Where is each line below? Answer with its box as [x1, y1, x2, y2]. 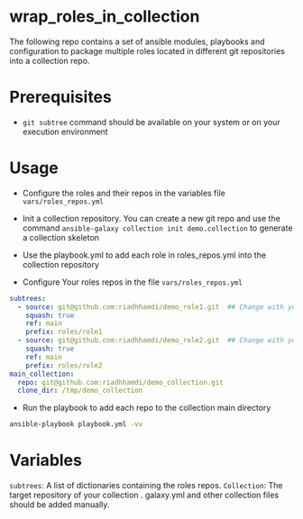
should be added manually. [9, 499, 110, 510]
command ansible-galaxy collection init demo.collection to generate [22, 223, 293, 233]
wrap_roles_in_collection [9, 6, 200, 27]
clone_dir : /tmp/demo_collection [17, 386, 143, 396]
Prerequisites [9, 87, 113, 107]
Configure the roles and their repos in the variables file [22, 187, 225, 198]
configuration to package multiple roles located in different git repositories [9, 45, 286, 56]
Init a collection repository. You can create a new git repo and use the [22, 213, 281, 223]
